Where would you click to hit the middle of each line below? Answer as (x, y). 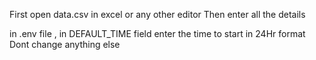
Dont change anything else (65, 44)
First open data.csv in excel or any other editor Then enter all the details (157, 14)
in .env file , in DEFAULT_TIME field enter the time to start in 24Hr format (157, 33)
